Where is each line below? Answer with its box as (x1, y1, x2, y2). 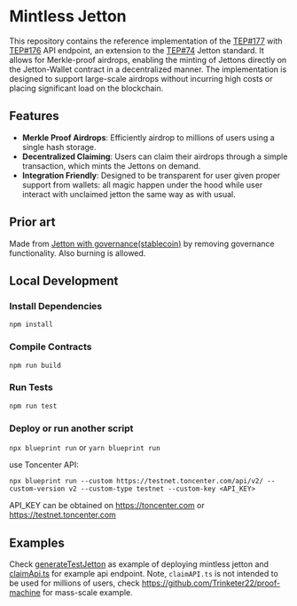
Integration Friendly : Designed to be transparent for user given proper (21, 170, 281, 180)
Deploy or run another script (9, 422, 134, 435)
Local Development (9, 273, 119, 288)
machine (9, 586, 42, 597)
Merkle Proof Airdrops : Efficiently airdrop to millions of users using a (21, 132, 275, 143)
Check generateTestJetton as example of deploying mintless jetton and (9, 558, 269, 570)
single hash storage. (21, 141, 97, 152)
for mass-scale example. (43, 586, 133, 597)
